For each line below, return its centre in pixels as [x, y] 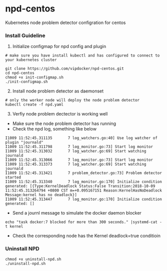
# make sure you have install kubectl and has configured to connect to [82, 55]
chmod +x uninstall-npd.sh [33, 259]
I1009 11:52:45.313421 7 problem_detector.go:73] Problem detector [84, 173]
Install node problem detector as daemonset [58, 91]
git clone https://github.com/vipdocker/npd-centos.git [64, 69]
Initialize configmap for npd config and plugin [59, 46]
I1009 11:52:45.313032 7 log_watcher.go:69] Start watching [76, 151]
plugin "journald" [24, 142]
